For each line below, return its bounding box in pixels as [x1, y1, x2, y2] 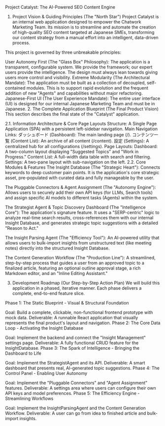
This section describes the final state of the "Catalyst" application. [5, 111, 140, 117]
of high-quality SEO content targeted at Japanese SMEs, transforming [12, 30, 155, 35]
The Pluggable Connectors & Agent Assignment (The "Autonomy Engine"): [5, 184, 156, 190]
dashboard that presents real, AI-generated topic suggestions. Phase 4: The [5, 365, 160, 371]
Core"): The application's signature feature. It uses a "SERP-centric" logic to [5, 210, 160, 215]
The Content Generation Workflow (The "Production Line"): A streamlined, [5, 255, 156, 260]
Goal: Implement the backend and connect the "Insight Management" [5, 335, 146, 340]
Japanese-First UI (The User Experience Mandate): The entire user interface [5, 95, 161, 101]
